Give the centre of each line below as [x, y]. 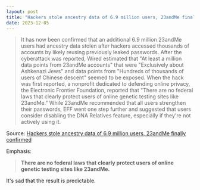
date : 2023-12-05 [28, 23]
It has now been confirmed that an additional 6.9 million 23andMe [101, 40]
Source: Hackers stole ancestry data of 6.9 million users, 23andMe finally [96, 133]
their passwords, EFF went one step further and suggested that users [106, 109]
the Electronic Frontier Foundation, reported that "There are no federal [107, 91]
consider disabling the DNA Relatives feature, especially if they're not [106, 116]
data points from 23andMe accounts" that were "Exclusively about [102, 65]
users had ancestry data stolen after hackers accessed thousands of [105, 46]
